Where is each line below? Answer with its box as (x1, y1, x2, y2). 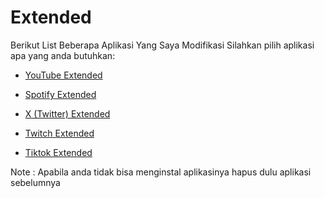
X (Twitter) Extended (24, 107, 111, 120)
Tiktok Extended (24, 146, 93, 158)
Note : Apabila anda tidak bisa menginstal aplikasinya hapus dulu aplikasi (10, 166, 312, 178)
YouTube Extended (24, 69, 103, 81)
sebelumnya (10, 176, 61, 188)
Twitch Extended (24, 127, 95, 139)
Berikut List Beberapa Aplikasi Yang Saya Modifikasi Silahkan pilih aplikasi (10, 39, 315, 51)
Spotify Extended (24, 88, 97, 100)
